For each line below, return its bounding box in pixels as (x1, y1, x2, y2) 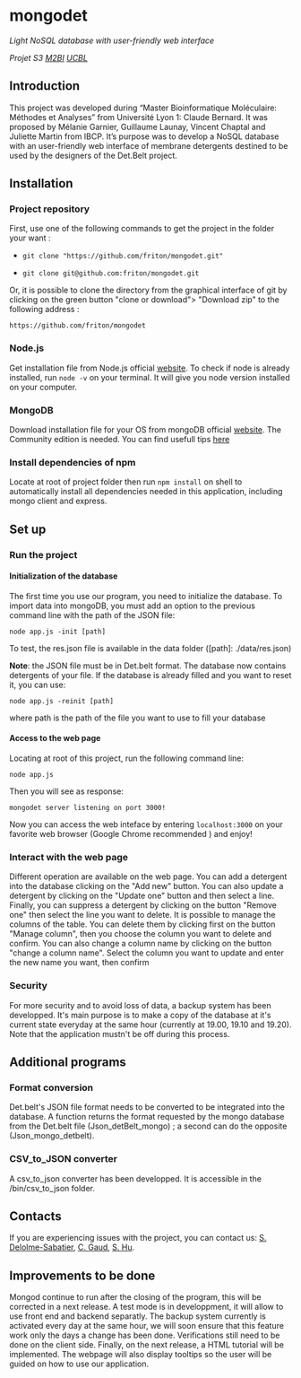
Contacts (9, 1208, 63, 1225)
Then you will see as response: (9, 786, 124, 797)
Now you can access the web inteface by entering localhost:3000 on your (9, 819, 284, 830)
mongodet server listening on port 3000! (9, 804, 167, 813)
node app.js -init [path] (9, 627, 106, 636)
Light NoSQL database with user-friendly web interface (9, 35, 215, 46)
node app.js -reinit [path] (9, 696, 115, 705)
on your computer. (9, 381, 78, 392)
